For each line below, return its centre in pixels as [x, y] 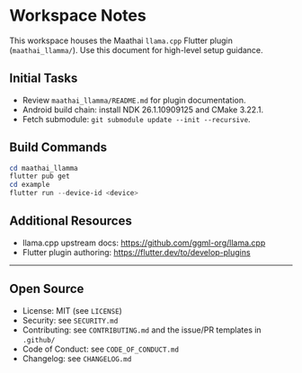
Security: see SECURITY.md [70, 320]
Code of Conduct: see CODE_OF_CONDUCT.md [101, 349]
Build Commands [58, 148]
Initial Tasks [44, 79]
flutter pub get [40, 176]
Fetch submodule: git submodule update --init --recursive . [136, 119]
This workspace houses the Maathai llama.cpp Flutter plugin [121, 40]
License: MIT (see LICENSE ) [72, 310]
